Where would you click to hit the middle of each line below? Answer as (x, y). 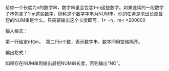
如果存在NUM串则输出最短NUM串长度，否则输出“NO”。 (64, 63)
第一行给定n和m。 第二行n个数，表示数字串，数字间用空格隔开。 (74, 42)
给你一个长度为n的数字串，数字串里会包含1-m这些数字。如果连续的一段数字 (84, 7)
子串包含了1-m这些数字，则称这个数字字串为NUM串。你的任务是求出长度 (82, 14)
